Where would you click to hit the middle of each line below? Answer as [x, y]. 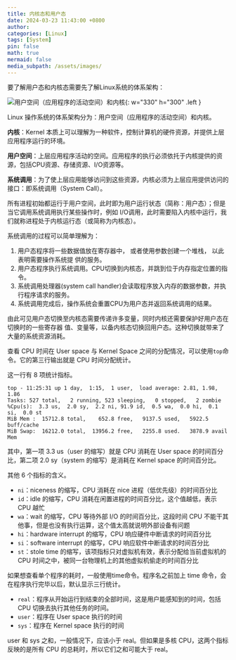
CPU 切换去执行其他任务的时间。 [65, 608]
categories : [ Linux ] [38, 33]
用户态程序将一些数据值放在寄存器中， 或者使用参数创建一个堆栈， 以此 [121, 250]
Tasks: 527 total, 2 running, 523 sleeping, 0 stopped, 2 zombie [114, 400]
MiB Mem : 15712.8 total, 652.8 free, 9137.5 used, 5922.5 [108, 419]
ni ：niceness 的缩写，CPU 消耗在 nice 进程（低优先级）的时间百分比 [117, 490]
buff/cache [23, 425]
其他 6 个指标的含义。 [39, 475]
